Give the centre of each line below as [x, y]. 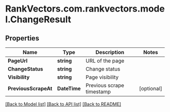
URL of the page [105, 61]
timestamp [98, 92]
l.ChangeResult [38, 19]
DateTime [69, 89]
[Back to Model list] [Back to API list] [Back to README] [63, 104]
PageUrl [18, 61]
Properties [22, 38]
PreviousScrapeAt [30, 89]
